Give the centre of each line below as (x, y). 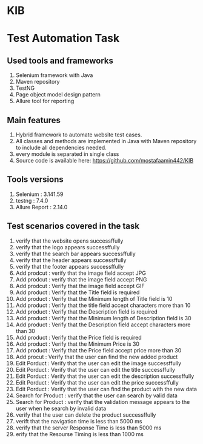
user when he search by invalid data (61, 408)
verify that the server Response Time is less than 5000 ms (88, 428)
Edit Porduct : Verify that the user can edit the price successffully (97, 382)
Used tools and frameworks (60, 60)
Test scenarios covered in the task (73, 226)
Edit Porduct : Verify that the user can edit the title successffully (95, 369)
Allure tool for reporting (45, 101)
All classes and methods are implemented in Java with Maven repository (106, 141)
